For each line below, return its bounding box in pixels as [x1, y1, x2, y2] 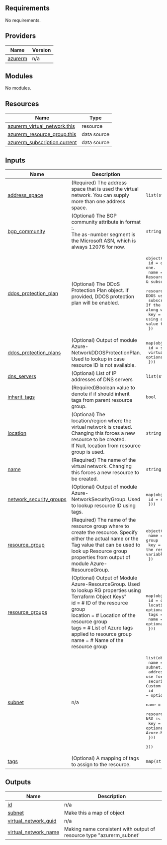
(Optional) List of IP [71, 370, 117, 377]
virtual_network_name [7, 829, 60, 836]
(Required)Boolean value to [71, 384, 136, 391]
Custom [146, 683, 161, 689]
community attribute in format [71, 219, 141, 226]
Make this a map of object [64, 809, 125, 816]
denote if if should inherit [71, 390, 130, 397]
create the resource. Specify [71, 529, 138, 536]
